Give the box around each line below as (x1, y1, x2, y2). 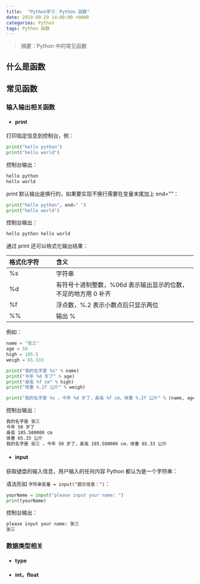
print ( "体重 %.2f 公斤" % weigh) (6, 384, 86, 390)
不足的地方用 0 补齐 (56, 290, 111, 298)
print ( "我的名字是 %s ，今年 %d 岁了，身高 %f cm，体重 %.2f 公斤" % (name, (6, 395, 185, 401)
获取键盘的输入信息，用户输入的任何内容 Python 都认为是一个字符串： (6, 467, 178, 474)
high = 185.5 (6, 352, 39, 358)
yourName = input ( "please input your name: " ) (6, 492, 124, 498)
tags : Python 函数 (6, 25, 50, 32)
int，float (14, 571, 39, 579)
